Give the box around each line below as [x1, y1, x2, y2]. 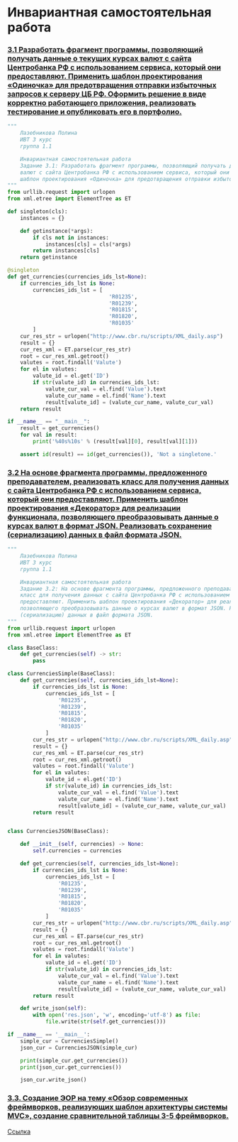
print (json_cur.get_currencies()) [20, 1063, 122, 1071]
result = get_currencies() [20, 425, 100, 432]
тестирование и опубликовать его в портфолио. [7, 107, 182, 117]
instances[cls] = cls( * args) [45, 241, 132, 248]
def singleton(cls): [7, 208, 69, 215]
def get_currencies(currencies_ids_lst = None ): [7, 273, 147, 281]
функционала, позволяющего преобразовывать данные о [7, 512, 219, 522]
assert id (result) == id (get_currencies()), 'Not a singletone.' [20, 450, 217, 458]
